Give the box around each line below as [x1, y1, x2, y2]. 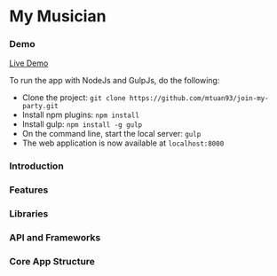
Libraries [9, 208, 49, 220]
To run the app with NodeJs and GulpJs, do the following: [9, 75, 220, 86]
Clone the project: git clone [21, 92, 126, 103]
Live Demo [9, 58, 49, 68]
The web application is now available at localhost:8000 [21, 138, 225, 148]
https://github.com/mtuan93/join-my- [129, 94, 269, 103]
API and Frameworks [9, 232, 101, 244]
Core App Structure [9, 256, 96, 268]
